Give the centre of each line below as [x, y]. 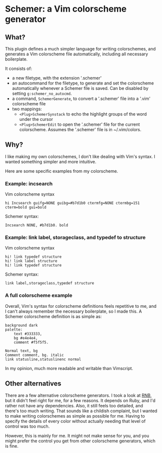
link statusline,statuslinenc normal [43, 359]
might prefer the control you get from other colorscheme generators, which [80, 441]
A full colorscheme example [39, 296]
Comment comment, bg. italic [34, 355]
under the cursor [36, 119]
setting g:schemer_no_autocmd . [42, 93]
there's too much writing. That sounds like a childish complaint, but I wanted [81, 411]
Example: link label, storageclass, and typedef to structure [75, 237]
